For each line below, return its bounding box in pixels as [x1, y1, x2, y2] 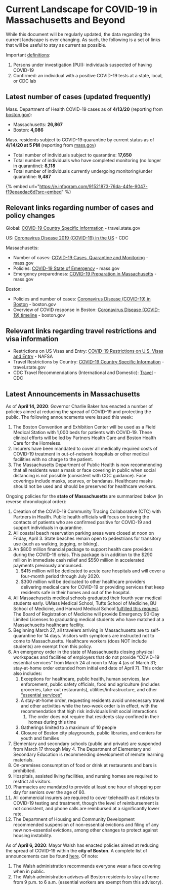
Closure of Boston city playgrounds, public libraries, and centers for [20, 730, 162, 736]
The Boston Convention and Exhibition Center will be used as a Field [13, 424, 156, 430]
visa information [6, 334, 59, 343]
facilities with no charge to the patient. [13, 456, 93, 463]
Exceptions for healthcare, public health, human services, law [20, 676, 149, 682]
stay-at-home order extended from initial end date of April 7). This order [13, 665, 163, 671]
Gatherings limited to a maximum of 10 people [20, 724, 117, 730]
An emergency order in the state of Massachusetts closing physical [13, 649, 154, 655]
